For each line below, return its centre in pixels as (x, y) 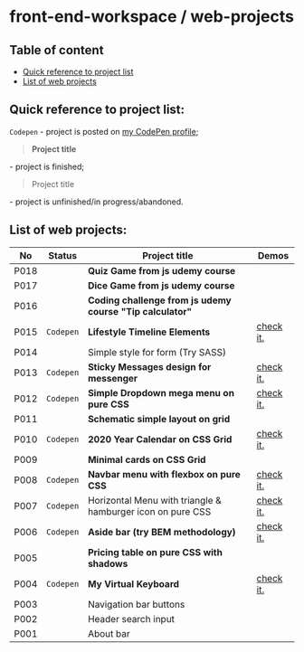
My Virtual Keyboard (133, 583)
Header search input (131, 619)
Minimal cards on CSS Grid (147, 459)
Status (63, 255)
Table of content (57, 50)
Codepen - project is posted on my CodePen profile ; (104, 131)
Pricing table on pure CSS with (155, 552)
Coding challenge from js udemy (160, 300)
